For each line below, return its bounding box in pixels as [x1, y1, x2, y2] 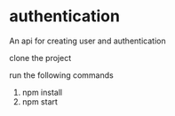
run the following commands [9, 69, 114, 81]
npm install [21, 87, 63, 97]
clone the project [9, 52, 72, 63]
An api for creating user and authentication [9, 35, 166, 46]
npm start [21, 96, 58, 107]
